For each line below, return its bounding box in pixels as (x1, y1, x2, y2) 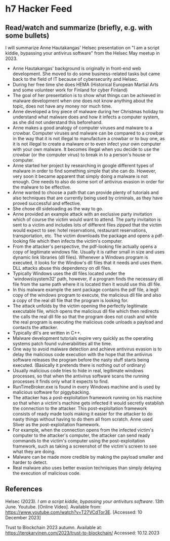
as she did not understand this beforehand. (12, 119, 103, 125)
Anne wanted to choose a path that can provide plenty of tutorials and (12, 189, 159, 196)
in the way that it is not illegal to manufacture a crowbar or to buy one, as (12, 136, 165, 141)
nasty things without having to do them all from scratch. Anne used (12, 416, 153, 422)
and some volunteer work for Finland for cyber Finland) (12, 87, 128, 93)
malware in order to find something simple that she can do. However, (12, 168, 157, 174)
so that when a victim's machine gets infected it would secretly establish (12, 400, 164, 406)
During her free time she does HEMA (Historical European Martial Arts (12, 82, 158, 87)
